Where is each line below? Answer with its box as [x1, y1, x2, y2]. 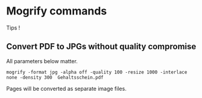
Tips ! [6, 24, 21, 31]
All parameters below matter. [6, 57, 78, 64]
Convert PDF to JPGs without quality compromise [6, 41, 197, 52]
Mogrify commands [6, 4, 107, 18]
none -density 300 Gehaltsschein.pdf [6, 74, 104, 81]
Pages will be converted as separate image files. [6, 85, 127, 92]
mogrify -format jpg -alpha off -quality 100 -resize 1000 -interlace [6, 69, 188, 75]
